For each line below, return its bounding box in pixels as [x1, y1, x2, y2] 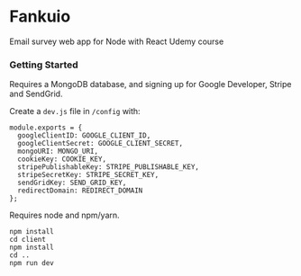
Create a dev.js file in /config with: [9, 106, 141, 117]
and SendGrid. [9, 88, 63, 100]
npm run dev [9, 259, 54, 268]
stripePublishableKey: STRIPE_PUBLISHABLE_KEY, [17, 163, 200, 172]
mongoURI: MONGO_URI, [17, 147, 99, 156]
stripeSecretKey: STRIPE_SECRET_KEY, [17, 171, 160, 180]
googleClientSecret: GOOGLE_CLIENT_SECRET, [17, 139, 183, 148]
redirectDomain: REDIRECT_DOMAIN [17, 186, 143, 195]
